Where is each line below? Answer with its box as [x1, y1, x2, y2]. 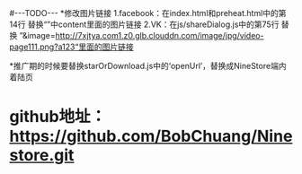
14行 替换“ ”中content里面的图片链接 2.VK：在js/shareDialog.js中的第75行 [9, 19, 280, 30]
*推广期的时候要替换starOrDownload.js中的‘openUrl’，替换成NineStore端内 [9, 61, 287, 71]
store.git [9, 145, 75, 166]
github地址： [9, 107, 107, 127]
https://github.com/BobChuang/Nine [9, 126, 293, 146]
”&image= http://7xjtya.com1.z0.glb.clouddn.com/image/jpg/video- [19, 30, 264, 40]
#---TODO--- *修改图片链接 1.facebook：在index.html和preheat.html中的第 [9, 8, 287, 18]
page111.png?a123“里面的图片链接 [9, 41, 134, 52]
